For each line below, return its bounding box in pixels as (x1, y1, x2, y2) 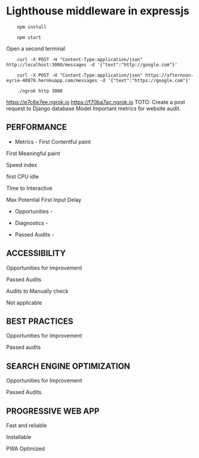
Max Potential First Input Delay (6, 196, 82, 203)
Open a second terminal (6, 45, 66, 52)
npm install (17, 24, 47, 30)
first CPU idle (6, 172, 39, 180)
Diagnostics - (14, 219, 48, 226)
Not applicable (6, 299, 42, 306)
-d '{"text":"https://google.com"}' (99, 77, 191, 83)
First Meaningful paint (6, 150, 60, 157)
